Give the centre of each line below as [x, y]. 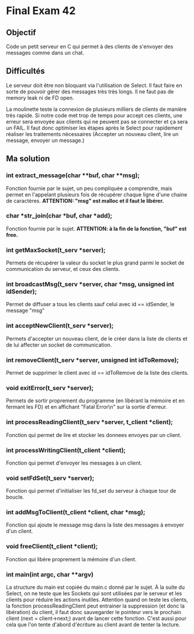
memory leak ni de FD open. [40, 97]
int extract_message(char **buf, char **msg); [73, 175]
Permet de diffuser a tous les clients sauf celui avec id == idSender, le [90, 304]
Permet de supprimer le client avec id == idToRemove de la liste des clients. [97, 372]
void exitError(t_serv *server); [50, 388]
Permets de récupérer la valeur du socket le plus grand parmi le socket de [95, 263]
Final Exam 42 [41, 11]
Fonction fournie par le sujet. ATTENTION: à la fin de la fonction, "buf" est [96, 228]
